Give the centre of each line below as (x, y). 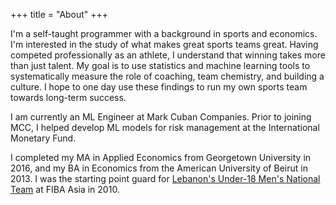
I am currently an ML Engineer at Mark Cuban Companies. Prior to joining (161, 117)
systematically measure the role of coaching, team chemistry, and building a (167, 76)
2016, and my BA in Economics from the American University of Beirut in (159, 168)
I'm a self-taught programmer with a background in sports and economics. (164, 33)
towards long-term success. (68, 97)
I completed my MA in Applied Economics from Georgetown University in (161, 157)
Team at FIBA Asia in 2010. (65, 189)
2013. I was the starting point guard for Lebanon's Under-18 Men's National (165, 178)
